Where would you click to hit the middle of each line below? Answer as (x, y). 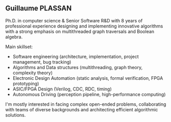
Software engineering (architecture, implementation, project (76, 56)
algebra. (14, 37)
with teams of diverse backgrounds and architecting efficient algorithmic (82, 109)
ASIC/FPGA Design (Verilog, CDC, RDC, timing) (62, 89)
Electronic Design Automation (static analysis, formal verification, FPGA (88, 78)
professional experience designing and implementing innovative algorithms (84, 26)
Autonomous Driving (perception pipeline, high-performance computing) (89, 94)
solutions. (16, 115)
